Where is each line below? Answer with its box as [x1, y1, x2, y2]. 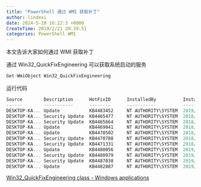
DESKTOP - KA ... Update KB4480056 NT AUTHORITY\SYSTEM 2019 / [6, 146, 197, 153]
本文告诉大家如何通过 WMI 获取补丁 [6, 49, 95, 56]
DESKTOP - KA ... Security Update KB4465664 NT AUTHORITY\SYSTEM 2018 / [6, 119, 197, 125]
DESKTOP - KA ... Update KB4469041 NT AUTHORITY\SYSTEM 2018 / [6, 124, 197, 131]
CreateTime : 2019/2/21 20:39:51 [6, 25, 87, 32]
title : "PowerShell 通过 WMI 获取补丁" [6, 8, 100, 15]
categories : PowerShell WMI [6, 31, 77, 37]
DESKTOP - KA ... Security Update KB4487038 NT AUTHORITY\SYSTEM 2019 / [6, 158, 197, 164]
